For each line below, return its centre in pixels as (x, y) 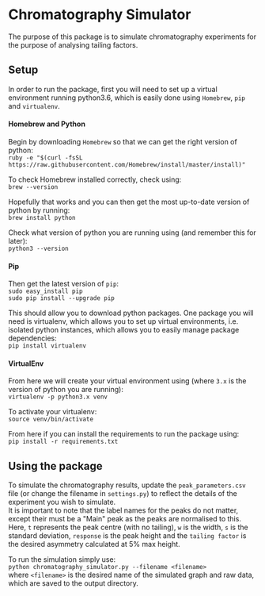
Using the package (55, 466)
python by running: (39, 210)
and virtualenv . (34, 106)
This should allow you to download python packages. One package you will (131, 313)
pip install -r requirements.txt (63, 442)
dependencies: (32, 338)
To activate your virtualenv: (53, 412)
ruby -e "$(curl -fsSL (45, 158)
